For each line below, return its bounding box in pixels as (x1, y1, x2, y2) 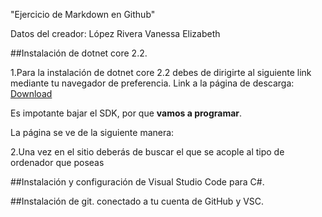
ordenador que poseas (10, 157, 105, 168)
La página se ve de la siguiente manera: (10, 127, 175, 138)
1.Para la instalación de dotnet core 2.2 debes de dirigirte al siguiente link (10, 67, 312, 78)
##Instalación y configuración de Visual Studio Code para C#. (10, 176, 265, 188)
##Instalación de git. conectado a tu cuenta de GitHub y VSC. (10, 195, 265, 207)
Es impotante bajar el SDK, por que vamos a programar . (10, 107, 243, 119)
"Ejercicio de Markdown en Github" (10, 9, 156, 20)
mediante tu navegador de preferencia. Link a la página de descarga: (10, 77, 295, 89)
